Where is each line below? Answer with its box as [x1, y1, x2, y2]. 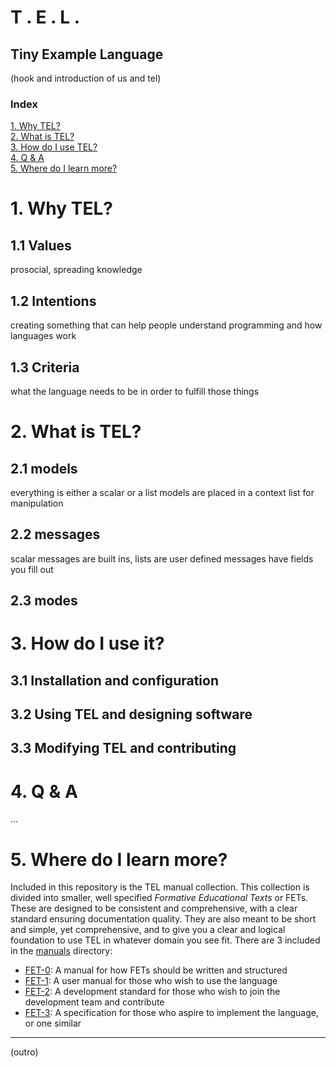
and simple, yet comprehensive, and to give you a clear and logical [10, 924, 286, 936]
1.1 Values [10, 237, 72, 254]
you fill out [10, 563, 54, 575]
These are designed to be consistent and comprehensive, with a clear [10, 902, 298, 915]
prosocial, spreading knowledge [10, 264, 143, 276]
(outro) [10, 1046, 39, 1058]
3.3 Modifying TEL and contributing [10, 740, 237, 757]
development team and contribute [24, 996, 165, 1008]
